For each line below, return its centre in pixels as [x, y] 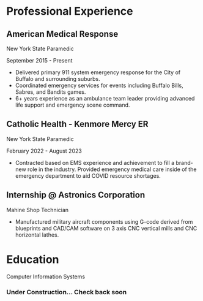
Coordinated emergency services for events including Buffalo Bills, [99, 85]
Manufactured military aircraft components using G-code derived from [104, 221]
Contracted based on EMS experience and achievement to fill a [95, 162]
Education [33, 259]
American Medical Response [62, 34]
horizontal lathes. [37, 235]
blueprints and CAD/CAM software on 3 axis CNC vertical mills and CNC [106, 228]
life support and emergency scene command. [72, 105]
